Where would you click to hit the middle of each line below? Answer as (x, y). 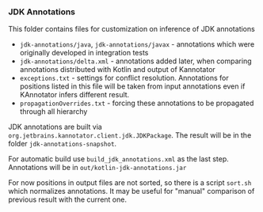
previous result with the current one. (67, 199)
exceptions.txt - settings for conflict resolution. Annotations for (124, 78)
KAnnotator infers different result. (74, 95)
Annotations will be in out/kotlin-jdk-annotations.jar (97, 168)
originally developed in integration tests (84, 53)
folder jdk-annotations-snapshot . (63, 144)
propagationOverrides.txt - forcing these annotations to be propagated (137, 103)
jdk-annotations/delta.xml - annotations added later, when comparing (135, 61)
